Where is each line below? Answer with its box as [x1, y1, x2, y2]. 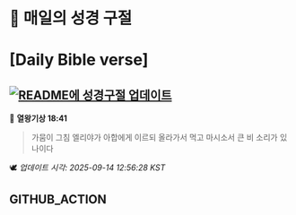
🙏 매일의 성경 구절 [9, 8, 133, 29]
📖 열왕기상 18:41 [9, 113, 67, 124]
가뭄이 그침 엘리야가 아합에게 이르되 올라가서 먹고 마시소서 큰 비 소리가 [30, 132, 278, 143]
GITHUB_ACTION [9, 192, 108, 207]
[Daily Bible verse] [9, 50, 149, 70]
